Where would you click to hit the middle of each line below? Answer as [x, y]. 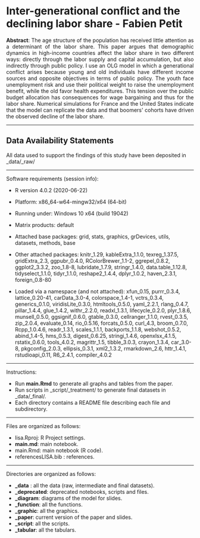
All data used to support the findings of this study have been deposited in [96, 155]
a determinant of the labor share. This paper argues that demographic [100, 47]
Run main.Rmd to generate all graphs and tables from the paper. [94, 383]
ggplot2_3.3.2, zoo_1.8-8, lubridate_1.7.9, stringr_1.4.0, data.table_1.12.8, [101, 267]
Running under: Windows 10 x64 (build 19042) [72, 213]
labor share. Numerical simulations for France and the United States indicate [100, 103]
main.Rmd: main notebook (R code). [59, 450]
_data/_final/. [30, 396]
